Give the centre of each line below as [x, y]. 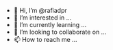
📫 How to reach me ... [45, 40]
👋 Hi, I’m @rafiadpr [40, 10]
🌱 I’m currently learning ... [50, 25]
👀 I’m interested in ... [42, 18]
